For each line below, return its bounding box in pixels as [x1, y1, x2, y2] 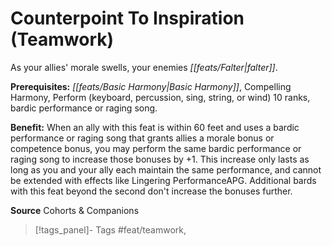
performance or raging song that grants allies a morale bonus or [10, 132, 275, 144]
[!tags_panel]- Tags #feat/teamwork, [34, 223, 187, 236]
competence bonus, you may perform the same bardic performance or [10, 142, 302, 154]
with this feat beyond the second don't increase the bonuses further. [10, 185, 293, 197]
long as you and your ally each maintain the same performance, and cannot [10, 163, 322, 176]
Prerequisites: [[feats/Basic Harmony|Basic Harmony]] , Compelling [10, 80, 292, 92]
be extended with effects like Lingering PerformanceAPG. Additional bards [10, 174, 317, 186]
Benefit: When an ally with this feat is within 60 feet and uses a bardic [10, 121, 300, 133]
